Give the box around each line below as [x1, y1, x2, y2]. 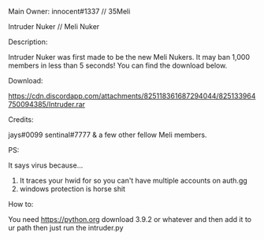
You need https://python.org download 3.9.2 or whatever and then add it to [8, 215, 252, 223]
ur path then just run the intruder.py [8, 223, 124, 232]
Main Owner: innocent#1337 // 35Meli [8, 7, 131, 16]
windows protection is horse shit [19, 184, 126, 194]
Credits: [8, 115, 34, 124]
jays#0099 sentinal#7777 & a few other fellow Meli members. [8, 130, 207, 139]
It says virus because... [8, 161, 84, 170]
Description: [8, 37, 48, 46]
